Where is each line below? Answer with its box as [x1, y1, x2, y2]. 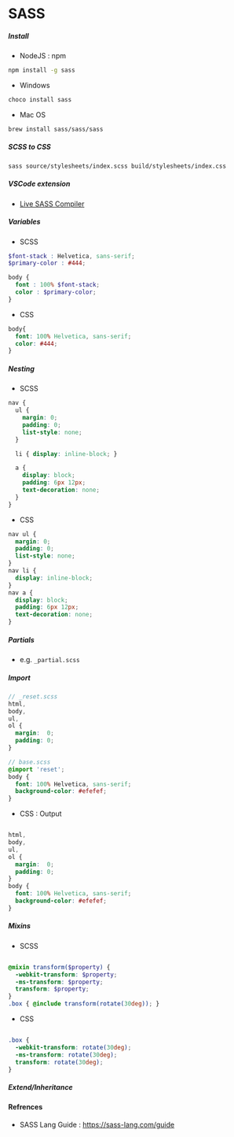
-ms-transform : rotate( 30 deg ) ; [15, 1050, 118, 1059]
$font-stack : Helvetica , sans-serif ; [8, 252, 135, 260]
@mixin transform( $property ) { [8, 963, 111, 971]
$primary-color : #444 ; [8, 259, 86, 268]
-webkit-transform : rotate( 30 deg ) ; [15, 1043, 132, 1051]
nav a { [8, 588, 34, 597]
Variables [8, 217, 41, 227]
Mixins [8, 921, 31, 931]
